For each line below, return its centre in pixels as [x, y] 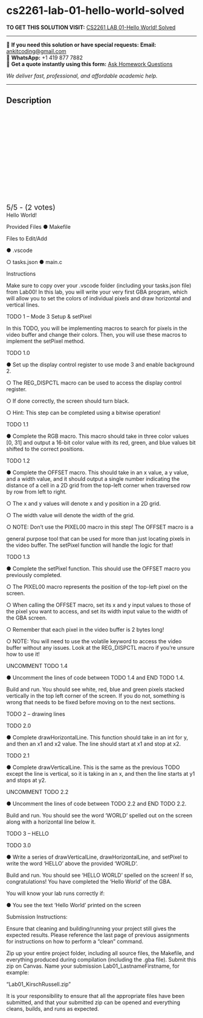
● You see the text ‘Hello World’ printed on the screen [74, 905]
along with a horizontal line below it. [51, 822]
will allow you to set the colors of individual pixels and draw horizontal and [99, 298]
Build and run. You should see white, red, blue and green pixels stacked [95, 689]
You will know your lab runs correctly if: [56, 893]
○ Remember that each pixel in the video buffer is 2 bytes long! [85, 629]
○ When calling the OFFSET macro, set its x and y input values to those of [99, 605]
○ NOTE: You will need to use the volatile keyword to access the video [94, 641]
